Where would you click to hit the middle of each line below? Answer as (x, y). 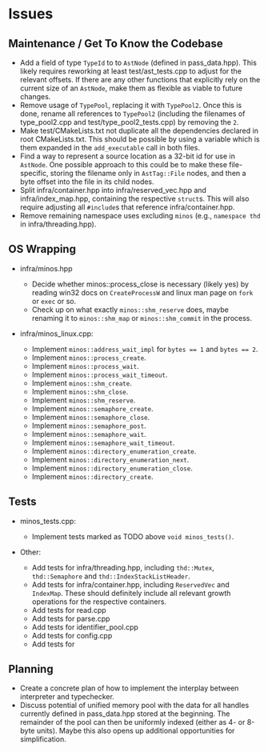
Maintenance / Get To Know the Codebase (116, 44)
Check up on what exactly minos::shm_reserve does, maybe (130, 310)
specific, (34, 173)
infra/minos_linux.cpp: (56, 334)
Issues (31, 14)
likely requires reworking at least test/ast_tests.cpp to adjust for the (131, 71)
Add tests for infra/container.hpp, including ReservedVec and (130, 584)
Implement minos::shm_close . (80, 391)
